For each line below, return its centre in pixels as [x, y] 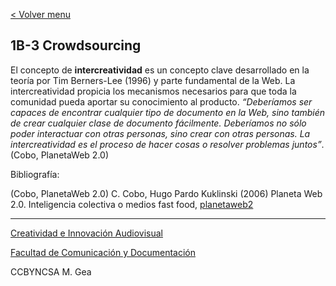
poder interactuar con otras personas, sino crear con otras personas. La [160, 133]
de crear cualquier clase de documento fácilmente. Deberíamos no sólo [158, 123]
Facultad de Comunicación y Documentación [103, 252]
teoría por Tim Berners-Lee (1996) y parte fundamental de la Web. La [153, 80]
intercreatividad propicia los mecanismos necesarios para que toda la [153, 91]
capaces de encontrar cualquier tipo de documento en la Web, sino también [168, 112]
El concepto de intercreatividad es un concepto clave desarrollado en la [160, 70]
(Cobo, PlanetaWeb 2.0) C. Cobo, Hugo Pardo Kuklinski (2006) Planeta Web [166, 193]
